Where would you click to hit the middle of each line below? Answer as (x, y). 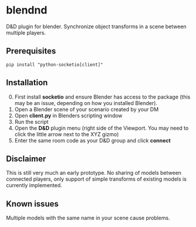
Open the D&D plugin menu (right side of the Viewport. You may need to (102, 128)
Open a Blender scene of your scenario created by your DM (87, 109)
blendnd (27, 10)
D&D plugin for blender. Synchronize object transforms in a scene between (96, 26)
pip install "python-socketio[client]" (55, 65)
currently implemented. (34, 185)
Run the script (31, 121)
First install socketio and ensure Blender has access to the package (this (102, 97)
